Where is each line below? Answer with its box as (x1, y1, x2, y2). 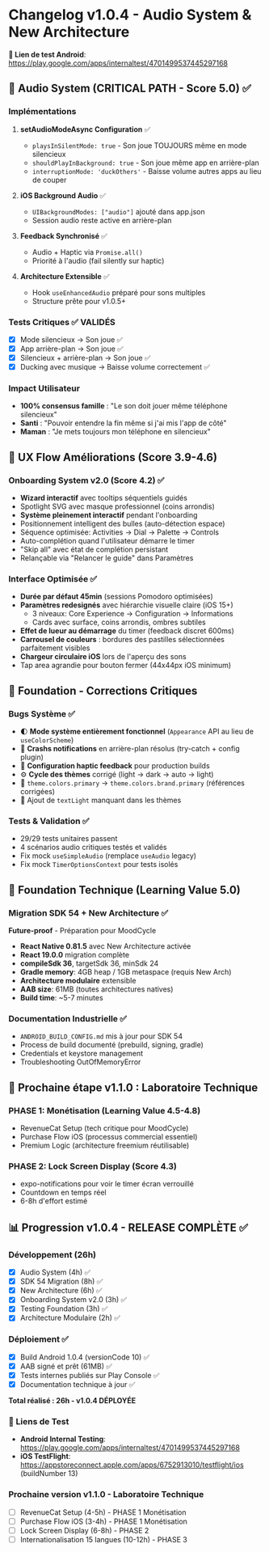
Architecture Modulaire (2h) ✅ (19, 1313, 121, 1323)
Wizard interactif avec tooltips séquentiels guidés (19, 493, 188, 503)
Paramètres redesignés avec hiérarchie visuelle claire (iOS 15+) (19, 600, 234, 610)
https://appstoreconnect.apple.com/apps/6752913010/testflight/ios (19, 1460, 244, 1470)
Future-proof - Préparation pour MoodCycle (8, 926, 157, 936)
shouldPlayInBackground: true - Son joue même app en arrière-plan (32, 158, 260, 167)
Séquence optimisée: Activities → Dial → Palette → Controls (19, 527, 220, 537)
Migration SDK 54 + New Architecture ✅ (8, 907, 169, 919)
